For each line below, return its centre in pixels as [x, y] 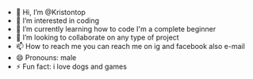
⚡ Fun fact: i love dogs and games [71, 66]
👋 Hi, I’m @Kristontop [50, 12]
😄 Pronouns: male [46, 58]
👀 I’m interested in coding [57, 21]
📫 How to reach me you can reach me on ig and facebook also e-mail [130, 46]
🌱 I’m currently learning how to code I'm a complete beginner [116, 29]
